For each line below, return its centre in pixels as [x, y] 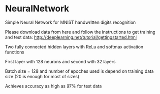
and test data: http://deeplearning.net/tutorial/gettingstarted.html [71, 37]
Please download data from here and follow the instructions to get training [80, 32]
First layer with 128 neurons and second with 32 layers [60, 61]
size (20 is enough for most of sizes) [42, 76]
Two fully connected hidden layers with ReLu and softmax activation [74, 47]
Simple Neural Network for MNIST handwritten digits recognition [71, 22]
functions [15, 52]
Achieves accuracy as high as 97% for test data [53, 86]
